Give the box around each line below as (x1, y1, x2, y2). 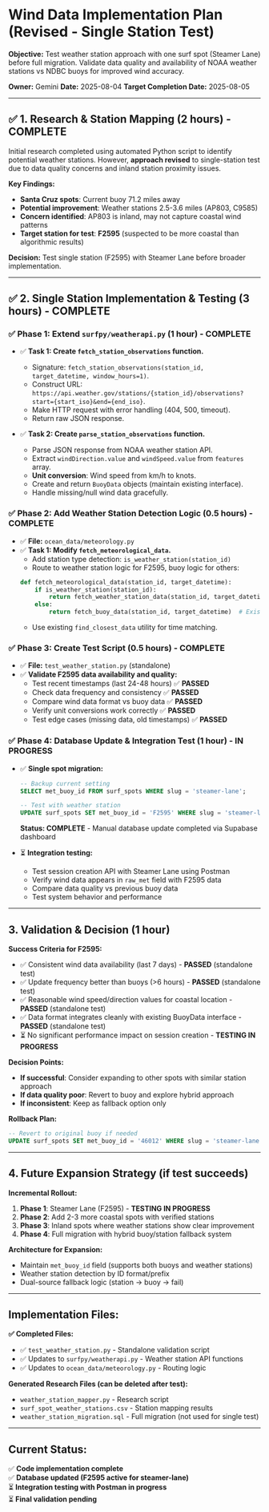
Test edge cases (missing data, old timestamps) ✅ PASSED (31, 715, 228, 725)
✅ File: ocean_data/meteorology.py (19, 536, 134, 546)
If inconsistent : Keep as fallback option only (19, 1098, 167, 1108)
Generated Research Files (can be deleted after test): (8, 1379, 188, 1389)
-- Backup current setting (19, 779, 110, 787)
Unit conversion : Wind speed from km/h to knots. (31, 471, 196, 480)
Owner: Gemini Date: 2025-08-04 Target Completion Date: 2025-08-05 (8, 82, 251, 91)
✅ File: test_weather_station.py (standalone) (19, 661, 171, 670)
